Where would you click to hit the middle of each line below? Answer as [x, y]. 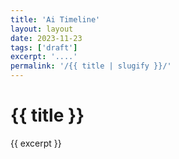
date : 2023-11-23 [46, 38]
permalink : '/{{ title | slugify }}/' [91, 66]
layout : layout [42, 29]
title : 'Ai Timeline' [55, 19]
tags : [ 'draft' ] [44, 47]
